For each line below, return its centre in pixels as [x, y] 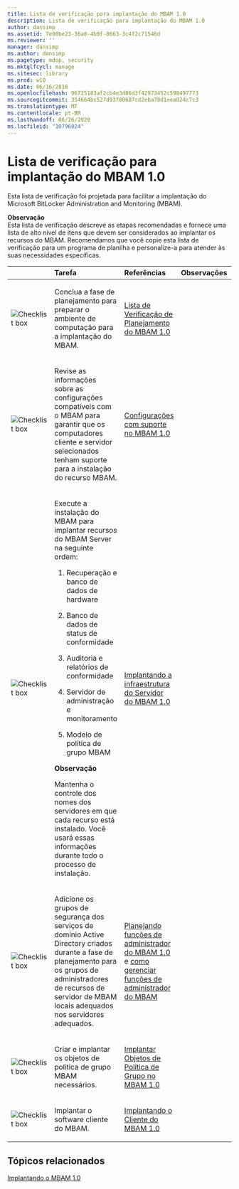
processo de [75, 865]
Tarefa [65, 273]
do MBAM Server [83, 539]
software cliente [81, 1119]
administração [90, 701]
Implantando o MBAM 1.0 [44, 1178]
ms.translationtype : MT [43, 107]
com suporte [145, 425]
